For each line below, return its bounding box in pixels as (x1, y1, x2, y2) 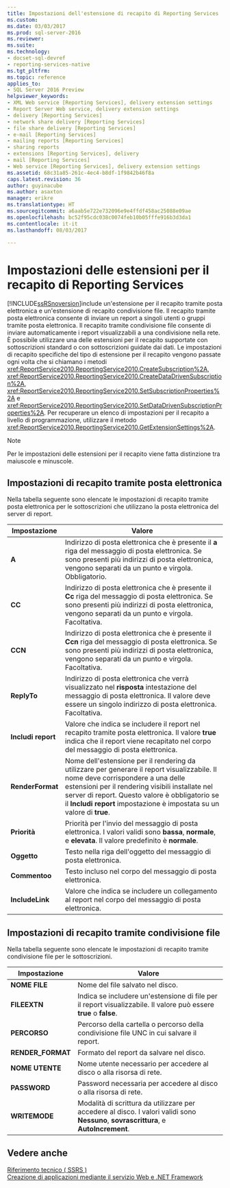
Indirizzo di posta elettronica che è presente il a (64, 537, 218, 547)
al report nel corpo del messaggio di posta (64, 895, 201, 905)
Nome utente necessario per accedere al (77, 1058, 209, 1068)
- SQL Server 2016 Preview (7, 86, 84, 93)
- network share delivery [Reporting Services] (7, 118, 146, 125)
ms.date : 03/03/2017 (7, 23, 66, 29)
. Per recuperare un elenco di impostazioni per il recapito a (44, 409, 209, 417)
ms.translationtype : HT (7, 202, 75, 208)
